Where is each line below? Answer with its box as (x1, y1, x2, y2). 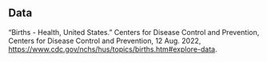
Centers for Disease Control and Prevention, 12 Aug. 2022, (8, 36, 201, 45)
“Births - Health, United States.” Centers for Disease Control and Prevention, (8, 27, 260, 37)
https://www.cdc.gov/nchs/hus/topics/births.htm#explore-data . (8, 44, 217, 54)
